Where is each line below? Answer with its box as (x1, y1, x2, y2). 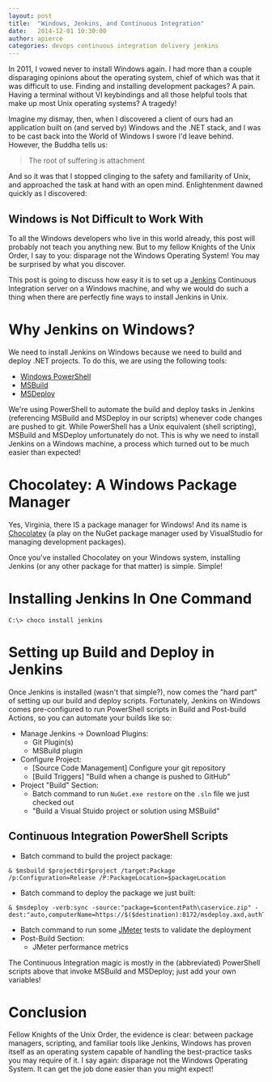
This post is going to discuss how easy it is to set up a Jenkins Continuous (8, 274, 257, 284)
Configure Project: (19, 754, 82, 764)
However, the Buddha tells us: (8, 140, 108, 150)
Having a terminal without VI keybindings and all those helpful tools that (8, 90, 248, 100)
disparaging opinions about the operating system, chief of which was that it (8, 73, 261, 83)
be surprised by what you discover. (8, 259, 126, 269)
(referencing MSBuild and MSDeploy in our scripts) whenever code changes (8, 413, 263, 422)
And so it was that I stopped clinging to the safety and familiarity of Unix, (8, 172, 251, 181)
